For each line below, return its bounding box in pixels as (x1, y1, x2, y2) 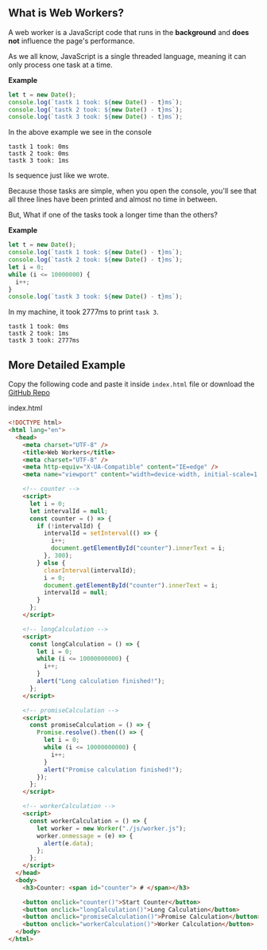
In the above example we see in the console (8, 128, 153, 137)
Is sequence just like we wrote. (8, 171, 110, 180)
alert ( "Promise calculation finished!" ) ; (43, 765, 183, 774)
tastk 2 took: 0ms (8, 150, 69, 158)
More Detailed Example (8, 358, 126, 371)
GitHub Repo (8, 388, 50, 398)
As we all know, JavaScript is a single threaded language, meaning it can (8, 51, 246, 61)
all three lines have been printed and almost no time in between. (8, 194, 219, 204)
